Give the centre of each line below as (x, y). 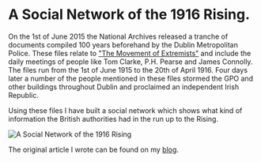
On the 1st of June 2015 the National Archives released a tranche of (118, 36)
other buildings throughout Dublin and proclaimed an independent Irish (124, 87)
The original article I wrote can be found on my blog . (94, 149)
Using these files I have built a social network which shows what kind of (125, 110)
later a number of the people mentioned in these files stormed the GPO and (131, 78)
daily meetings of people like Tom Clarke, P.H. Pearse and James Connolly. (130, 62)
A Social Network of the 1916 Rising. (129, 15)
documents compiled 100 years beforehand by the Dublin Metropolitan (123, 44)
